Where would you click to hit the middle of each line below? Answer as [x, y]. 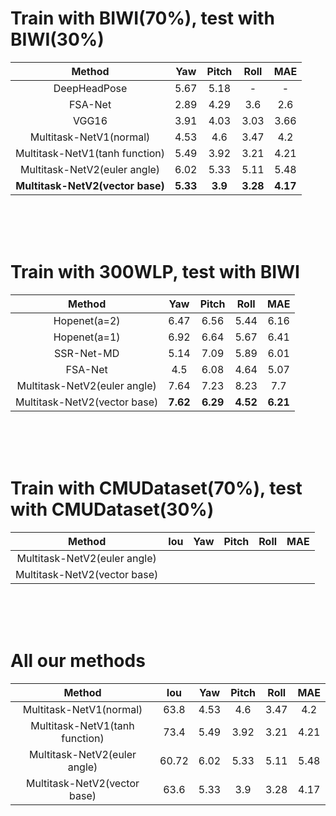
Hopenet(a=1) [87, 337]
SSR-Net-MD [87, 353]
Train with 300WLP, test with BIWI [155, 272]
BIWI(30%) [57, 39]
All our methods [78, 661]
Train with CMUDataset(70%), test [156, 488]
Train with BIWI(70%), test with [142, 18]
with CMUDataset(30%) [112, 509]
